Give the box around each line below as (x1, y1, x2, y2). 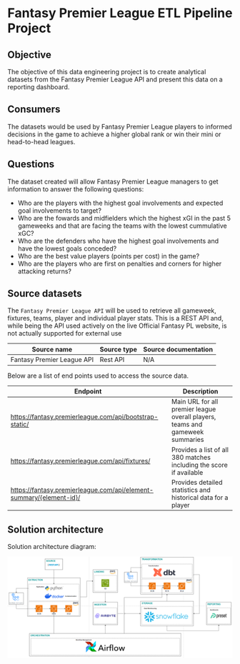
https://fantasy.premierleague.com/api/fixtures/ (10, 457, 151, 466)
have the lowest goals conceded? (17, 244, 117, 253)
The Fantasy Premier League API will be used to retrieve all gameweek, (7, 306, 216, 315)
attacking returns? (17, 266, 71, 276)
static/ (10, 420, 29, 429)
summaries (171, 436, 204, 444)
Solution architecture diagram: (7, 543, 96, 551)
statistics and (171, 486, 211, 494)
